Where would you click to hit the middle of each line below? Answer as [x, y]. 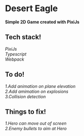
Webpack [15, 59]
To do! [15, 75]
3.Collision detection [25, 96]
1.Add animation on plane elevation [40, 86]
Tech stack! [23, 37]
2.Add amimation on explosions [37, 91]
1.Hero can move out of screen [36, 123]
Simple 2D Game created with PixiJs [42, 22]
